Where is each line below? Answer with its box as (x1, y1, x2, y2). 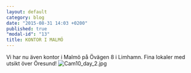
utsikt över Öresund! (6, 60, 57, 67)
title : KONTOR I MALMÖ (6, 37, 63, 43)
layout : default (6, 8, 47, 15)
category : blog (6, 14, 45, 21)
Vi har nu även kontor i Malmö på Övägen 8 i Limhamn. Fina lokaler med (6, 54, 186, 60)
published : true (6, 25, 47, 32)
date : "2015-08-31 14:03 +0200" (6, 20, 88, 26)
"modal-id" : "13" (6, 31, 50, 37)
